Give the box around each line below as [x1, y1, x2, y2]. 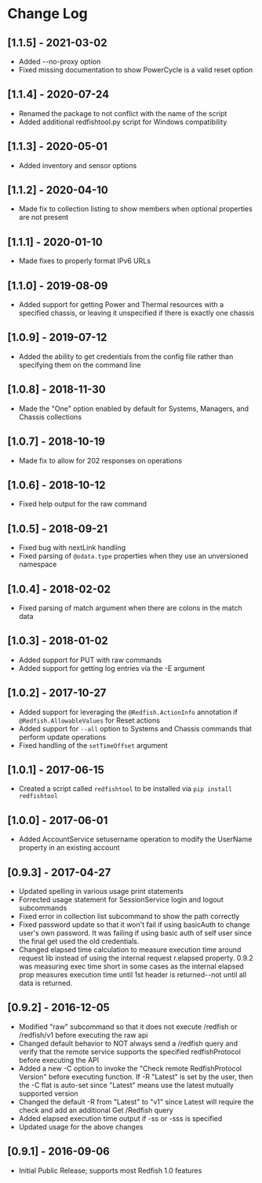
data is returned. [18, 979, 72, 987]
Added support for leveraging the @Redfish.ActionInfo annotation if [18, 707, 238, 716]
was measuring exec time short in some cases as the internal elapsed [18, 961, 244, 971]
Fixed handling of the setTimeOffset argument [18, 740, 168, 750]
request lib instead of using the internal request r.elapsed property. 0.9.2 [18, 954, 254, 962]
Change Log [7, 5, 88, 23]
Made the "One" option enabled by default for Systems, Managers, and [18, 404, 249, 413]
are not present [18, 213, 69, 222]
